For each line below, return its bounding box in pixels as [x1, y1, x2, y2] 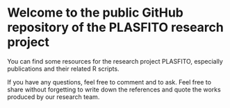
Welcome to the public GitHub [7, 5, 184, 21]
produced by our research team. [7, 92, 100, 101]
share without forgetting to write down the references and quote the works [7, 85, 221, 93]
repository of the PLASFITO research [7, 19, 224, 35]
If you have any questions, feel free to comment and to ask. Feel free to [7, 78, 212, 86]
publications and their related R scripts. [7, 64, 120, 73]
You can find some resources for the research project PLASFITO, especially [7, 57, 224, 65]
